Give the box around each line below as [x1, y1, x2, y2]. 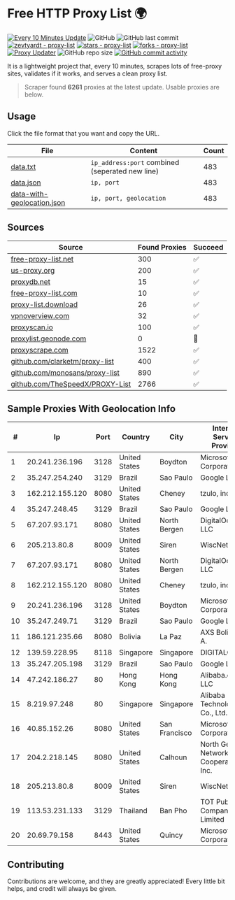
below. [24, 90, 44, 99]
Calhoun [159, 752, 187, 762]
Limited [200, 815, 225, 824]
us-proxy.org [10, 265, 55, 275]
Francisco [159, 728, 192, 738]
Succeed [193, 242, 224, 252]
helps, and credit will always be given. [7, 885, 117, 893]
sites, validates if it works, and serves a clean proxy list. [7, 69, 168, 78]
